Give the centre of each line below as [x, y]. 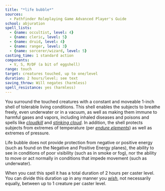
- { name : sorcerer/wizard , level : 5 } [48, 51]
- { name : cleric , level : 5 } [38, 37]
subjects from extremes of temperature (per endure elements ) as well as [79, 127]
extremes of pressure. [28, 133]
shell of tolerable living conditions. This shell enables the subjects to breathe [83, 107]
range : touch [18, 69]
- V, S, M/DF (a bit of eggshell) [45, 64]
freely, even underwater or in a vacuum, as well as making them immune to [81, 112]
